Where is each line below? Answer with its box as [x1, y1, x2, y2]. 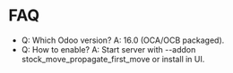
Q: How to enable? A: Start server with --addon [21, 44, 196, 54]
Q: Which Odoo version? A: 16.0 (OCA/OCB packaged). [21, 35, 225, 45]
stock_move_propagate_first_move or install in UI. [21, 53, 205, 64]
